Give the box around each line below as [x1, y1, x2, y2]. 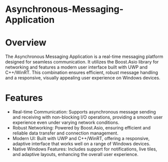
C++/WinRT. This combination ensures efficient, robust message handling [5, 69, 158, 75]
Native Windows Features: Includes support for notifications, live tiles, [12, 146, 157, 152]
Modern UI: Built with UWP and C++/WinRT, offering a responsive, [12, 135, 150, 141]
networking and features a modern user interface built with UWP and [5, 64, 148, 70]
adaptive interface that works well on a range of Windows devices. [12, 141, 150, 147]
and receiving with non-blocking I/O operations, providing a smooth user [12, 114, 163, 120]
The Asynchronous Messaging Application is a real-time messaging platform [5, 53, 163, 59]
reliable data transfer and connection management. [12, 130, 119, 136]
